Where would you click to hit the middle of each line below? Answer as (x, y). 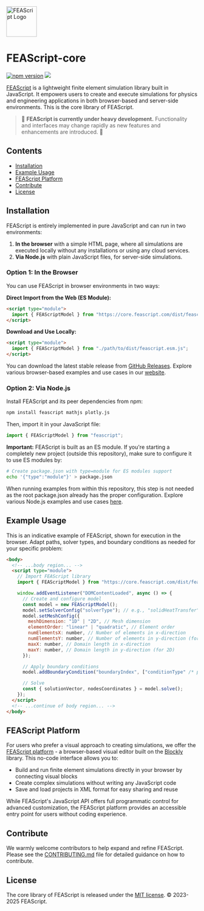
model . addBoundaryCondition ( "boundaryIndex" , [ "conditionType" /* (108, 672)
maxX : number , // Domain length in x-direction (89, 644)
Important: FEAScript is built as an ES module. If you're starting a (88, 447)
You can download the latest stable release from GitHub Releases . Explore (99, 366)
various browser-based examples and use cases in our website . (86, 373)
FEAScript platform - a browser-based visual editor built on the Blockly (95, 752)
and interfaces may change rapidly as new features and (91, 125)
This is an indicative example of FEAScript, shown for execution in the (93, 535)
